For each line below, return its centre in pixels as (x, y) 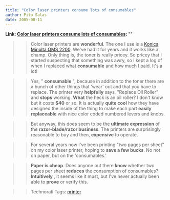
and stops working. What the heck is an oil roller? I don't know (97, 97)
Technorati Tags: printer (56, 192)
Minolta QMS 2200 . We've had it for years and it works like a (94, 50)
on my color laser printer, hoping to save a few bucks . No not (95, 150)
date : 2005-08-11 (24, 19)
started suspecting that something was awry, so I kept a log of (96, 61)
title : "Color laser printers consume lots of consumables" (71, 10)
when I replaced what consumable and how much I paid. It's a (97, 66)
